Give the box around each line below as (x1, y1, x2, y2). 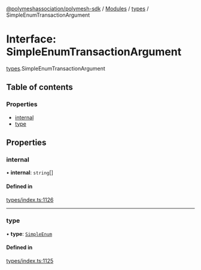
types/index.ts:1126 (6, 196, 54, 203)
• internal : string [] (6, 169, 54, 176)
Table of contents (6, 82, 73, 92)
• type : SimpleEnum (6, 230, 53, 237)
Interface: (6, 32, 57, 46)
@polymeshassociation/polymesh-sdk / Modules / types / (6, 5, 149, 12)
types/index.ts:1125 (6, 257, 54, 265)
